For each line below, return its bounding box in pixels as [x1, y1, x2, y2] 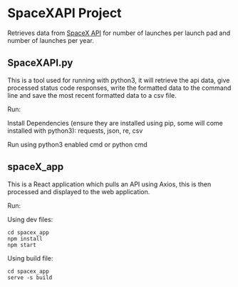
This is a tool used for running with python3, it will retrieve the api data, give [7, 76, 230, 84]
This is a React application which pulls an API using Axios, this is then [7, 180, 212, 188]
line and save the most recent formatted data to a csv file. [7, 91, 177, 99]
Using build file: [7, 253, 53, 262]
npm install [7, 235, 43, 242]
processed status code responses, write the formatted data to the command [7, 84, 232, 92]
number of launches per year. [7, 36, 94, 44]
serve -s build [7, 273, 53, 281]
